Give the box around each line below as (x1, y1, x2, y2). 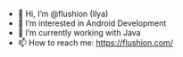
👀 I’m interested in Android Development (17, 18, 167, 28)
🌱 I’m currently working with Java (17, 28, 141, 37)
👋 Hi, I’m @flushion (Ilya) (17, 9, 109, 19)
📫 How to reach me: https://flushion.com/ (17, 37, 174, 48)
